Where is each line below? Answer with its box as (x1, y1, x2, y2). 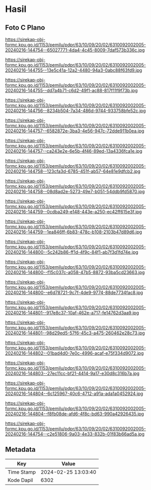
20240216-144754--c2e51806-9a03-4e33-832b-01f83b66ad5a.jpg (5, 431, 145, 437)
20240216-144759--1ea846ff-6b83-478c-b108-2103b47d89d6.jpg (5, 229, 143, 235)
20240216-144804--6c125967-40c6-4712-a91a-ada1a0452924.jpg (5, 391, 143, 396)
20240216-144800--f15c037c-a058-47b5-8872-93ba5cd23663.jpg (5, 270, 145, 275)
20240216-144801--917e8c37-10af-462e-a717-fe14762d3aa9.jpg (5, 310, 139, 315)
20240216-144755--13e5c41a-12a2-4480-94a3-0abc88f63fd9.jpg (5, 67, 143, 73)
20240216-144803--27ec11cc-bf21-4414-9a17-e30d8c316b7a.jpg (5, 371, 140, 376)
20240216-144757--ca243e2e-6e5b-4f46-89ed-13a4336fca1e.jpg (5, 148, 143, 154)
